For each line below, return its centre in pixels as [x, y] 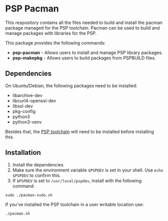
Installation [23, 153]
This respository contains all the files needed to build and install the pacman [84, 22]
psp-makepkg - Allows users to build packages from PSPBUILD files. [84, 57]
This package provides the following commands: [55, 42]
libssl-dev [23, 106]
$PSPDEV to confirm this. [37, 175]
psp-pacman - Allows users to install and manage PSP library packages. [88, 52]
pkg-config [24, 111]
